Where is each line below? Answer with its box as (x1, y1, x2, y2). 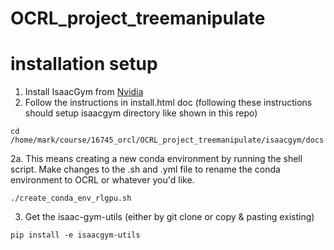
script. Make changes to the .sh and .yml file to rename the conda (10, 163, 281, 176)
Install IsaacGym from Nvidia (24, 86, 144, 98)
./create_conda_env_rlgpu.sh (10, 193, 132, 204)
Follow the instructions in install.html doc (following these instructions (24, 97, 313, 109)
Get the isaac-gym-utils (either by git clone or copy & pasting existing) (24, 211, 315, 223)
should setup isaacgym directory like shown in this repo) (24, 107, 258, 119)
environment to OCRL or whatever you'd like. (10, 174, 195, 186)
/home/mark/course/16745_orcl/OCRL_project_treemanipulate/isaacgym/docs (10, 135, 325, 146)
